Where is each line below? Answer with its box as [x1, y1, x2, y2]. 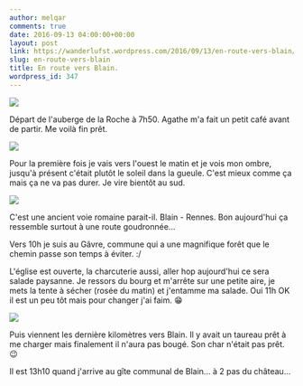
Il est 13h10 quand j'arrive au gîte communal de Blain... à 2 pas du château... [9, 365, 291, 376]
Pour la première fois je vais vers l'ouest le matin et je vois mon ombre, [9, 157, 272, 168]
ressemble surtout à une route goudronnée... [9, 221, 176, 231]
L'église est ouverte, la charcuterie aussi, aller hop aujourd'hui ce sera [9, 266, 270, 277]
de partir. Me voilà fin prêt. [9, 123, 108, 134]
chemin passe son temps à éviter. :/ [9, 248, 142, 259]
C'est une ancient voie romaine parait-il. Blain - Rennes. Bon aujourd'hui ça [9, 212, 289, 222]
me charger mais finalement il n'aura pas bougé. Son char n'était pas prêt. [9, 338, 286, 349]
